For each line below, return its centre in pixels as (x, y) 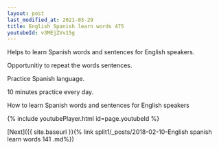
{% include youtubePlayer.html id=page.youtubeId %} (83, 119)
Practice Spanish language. (46, 79)
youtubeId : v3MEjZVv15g (41, 33)
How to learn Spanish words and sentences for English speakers (99, 105)
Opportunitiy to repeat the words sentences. (70, 65)
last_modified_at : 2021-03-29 (50, 20)
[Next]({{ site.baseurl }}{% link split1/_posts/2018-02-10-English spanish (110, 132)
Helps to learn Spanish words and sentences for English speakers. (101, 52)
